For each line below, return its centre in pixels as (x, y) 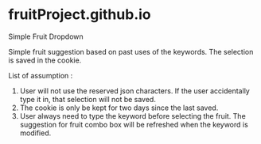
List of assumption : (41, 75)
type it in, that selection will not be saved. (88, 99)
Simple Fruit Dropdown (46, 36)
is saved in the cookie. (45, 60)
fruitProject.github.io (80, 15)
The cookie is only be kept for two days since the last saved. (119, 108)
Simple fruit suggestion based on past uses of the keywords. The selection (131, 51)
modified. (35, 133)
